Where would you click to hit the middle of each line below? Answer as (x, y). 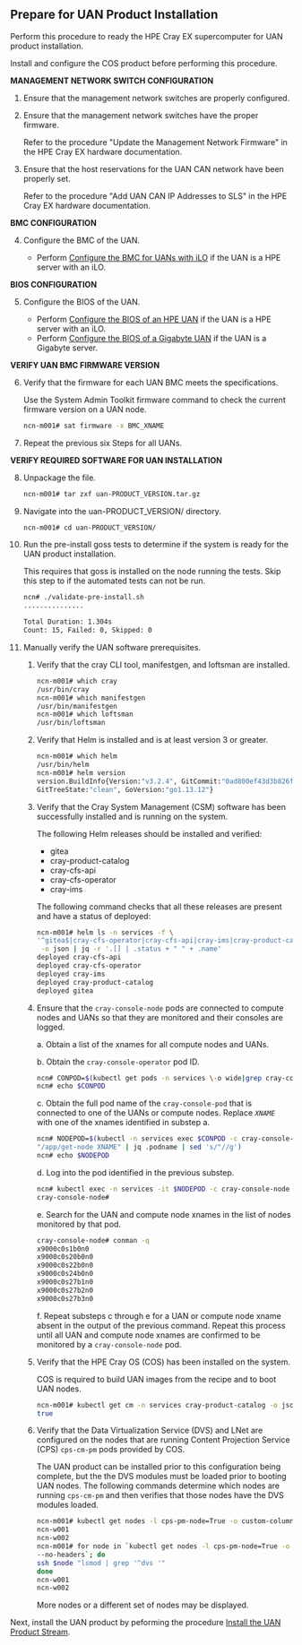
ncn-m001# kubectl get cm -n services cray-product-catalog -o (157, 1405)
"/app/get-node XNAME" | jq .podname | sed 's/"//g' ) (139, 1147)
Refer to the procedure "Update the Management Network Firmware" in (155, 142)
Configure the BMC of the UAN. (82, 240)
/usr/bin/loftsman (71, 723)
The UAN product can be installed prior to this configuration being (159, 1467)
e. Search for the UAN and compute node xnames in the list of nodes (164, 1214)
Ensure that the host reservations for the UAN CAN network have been (154, 168)
